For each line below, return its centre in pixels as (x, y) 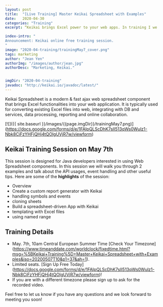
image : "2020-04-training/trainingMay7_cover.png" (57, 50)
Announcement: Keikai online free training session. (59, 41)
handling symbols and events (41, 196)
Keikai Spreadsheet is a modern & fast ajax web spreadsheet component (78, 99)
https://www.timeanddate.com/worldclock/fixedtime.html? (72, 249)
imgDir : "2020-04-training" (33, 81)
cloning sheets (27, 201)
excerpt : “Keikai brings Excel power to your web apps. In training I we (81, 28)
